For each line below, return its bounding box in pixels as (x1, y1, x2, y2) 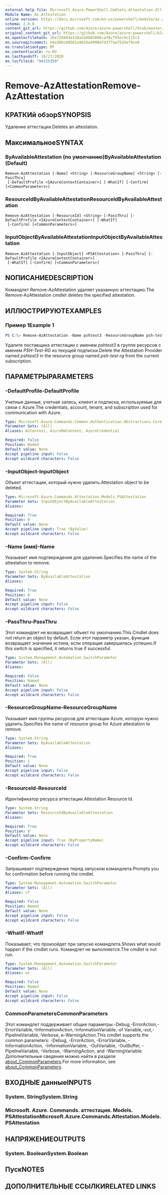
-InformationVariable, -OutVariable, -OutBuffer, (44, 1042, 141, 1048)
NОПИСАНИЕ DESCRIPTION (5, 273, 93, 282)
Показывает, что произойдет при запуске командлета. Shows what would (5, 941, 161, 947)
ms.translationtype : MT (5, 45, 55, 50)
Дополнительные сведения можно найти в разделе (5, 1053, 116, 1059)
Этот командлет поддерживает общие (5, 1021, 87, 1027)
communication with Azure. (5, 409, 61, 415)
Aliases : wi (5, 970, 30, 976)
